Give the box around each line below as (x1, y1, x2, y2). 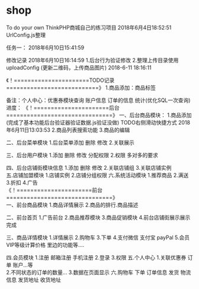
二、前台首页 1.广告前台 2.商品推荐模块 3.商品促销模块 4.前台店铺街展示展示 (6, 214, 191, 221)
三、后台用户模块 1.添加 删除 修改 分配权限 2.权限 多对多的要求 (6, 151, 158, 158)
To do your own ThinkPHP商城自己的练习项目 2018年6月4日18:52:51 (6, 24, 172, 31)
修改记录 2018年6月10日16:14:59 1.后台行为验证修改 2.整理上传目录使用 (6, 56, 179, 63)
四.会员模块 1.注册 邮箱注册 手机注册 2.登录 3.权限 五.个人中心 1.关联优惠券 (6, 253, 187, 261)
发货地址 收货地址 (17, 276, 61, 283)
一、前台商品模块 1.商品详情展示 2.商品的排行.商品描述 (6, 201, 139, 208)
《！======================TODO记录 (6, 77, 115, 84)
